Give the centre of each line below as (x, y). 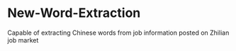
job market (23, 40)
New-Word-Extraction (74, 13)
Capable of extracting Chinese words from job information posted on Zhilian (118, 33)
